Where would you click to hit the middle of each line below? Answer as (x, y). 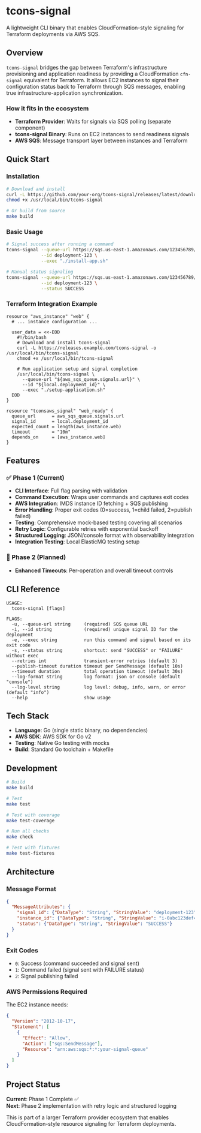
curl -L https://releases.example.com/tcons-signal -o (87, 348)
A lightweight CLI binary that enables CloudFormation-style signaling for (95, 28)
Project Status (33, 1085)
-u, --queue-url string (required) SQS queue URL (80, 624)
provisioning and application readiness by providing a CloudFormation (92, 74)
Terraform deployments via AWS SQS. (53, 34)
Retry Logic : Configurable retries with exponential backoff (87, 529)
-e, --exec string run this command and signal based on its (101, 640)
